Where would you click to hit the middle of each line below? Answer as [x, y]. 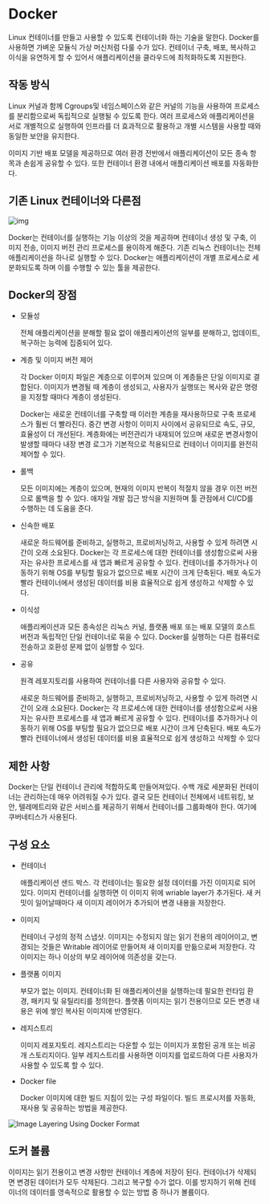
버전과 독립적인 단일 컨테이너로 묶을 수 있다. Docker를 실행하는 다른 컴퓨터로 [140, 637]
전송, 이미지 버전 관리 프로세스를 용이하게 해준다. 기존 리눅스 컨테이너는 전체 [142, 247]
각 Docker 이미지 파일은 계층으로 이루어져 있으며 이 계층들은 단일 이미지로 [135, 377]
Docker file [38, 1081]
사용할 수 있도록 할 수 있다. [62, 1065]
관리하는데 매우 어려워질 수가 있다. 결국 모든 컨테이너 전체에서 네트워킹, [134, 797]
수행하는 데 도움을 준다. [57, 508]
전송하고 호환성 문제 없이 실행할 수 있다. [82, 647]
